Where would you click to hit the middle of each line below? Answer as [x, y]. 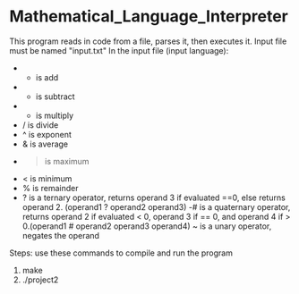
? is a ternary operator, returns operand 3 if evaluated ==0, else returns [154, 197]
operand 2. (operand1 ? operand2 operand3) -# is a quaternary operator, [156, 206]
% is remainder [50, 188]
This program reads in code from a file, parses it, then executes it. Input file [148, 41]
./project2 [40, 280]
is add [47, 77]
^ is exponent [47, 134]
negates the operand [61, 235]
